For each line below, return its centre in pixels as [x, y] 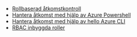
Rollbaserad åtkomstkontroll [46, 9]
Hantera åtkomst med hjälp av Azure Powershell [71, 15]
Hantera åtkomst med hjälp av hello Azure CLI [68, 21]
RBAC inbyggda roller [38, 27]
